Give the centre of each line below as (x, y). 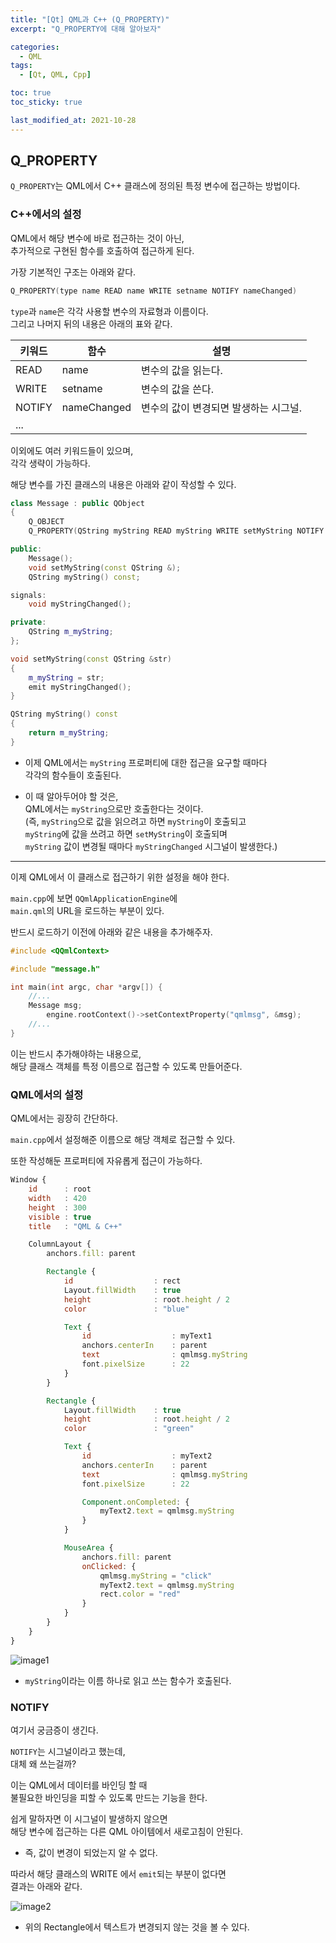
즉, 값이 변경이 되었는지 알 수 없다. (91, 1852)
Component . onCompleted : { (135, 1502)
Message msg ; (55, 1006)
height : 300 (57, 1207)
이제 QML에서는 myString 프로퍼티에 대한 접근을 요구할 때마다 (146, 762)
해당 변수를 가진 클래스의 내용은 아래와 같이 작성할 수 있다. (123, 484)
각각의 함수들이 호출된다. (73, 775)
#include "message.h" (55, 969)
